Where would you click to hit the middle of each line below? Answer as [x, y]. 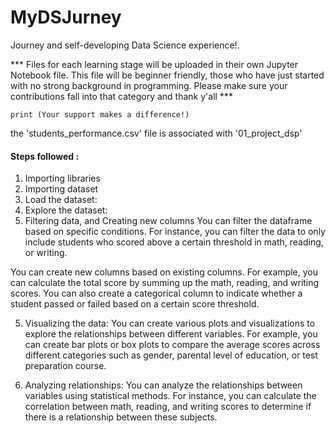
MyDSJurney [66, 17]
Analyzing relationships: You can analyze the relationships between [163, 385]
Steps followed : [45, 156]
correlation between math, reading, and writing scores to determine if [168, 407]
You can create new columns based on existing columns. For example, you [164, 272]
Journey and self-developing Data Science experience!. [125, 45]
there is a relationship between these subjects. [121, 417]
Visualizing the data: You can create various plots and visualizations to [170, 323]
